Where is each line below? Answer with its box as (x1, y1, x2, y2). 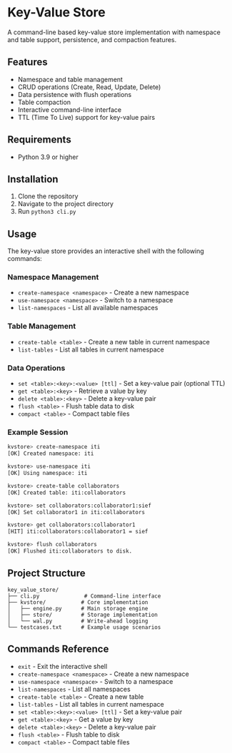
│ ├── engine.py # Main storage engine (7, 605, 148, 612)
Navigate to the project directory (17, 200, 114, 208)
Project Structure (7, 568, 86, 580)
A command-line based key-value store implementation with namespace (7, 28, 221, 36)
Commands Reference (7, 643, 109, 655)
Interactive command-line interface (17, 105, 122, 114)
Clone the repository (17, 192, 79, 200)
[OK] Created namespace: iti (7, 450, 94, 457)
